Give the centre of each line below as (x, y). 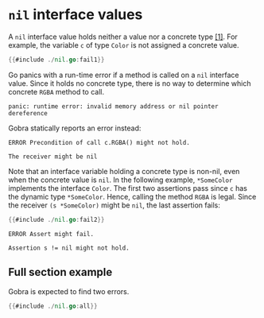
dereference (28, 113)
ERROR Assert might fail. (51, 234)
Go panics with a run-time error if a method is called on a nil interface (124, 75)
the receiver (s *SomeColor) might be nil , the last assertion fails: (115, 205)
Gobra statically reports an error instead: (75, 128)
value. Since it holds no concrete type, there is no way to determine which (130, 83)
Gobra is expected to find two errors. (69, 291)
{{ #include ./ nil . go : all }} (53, 306)
